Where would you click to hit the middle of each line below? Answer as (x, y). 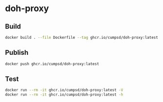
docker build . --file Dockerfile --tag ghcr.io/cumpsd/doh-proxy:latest (82, 37)
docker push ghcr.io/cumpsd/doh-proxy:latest (52, 64)
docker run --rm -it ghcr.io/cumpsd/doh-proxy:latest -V (64, 90)
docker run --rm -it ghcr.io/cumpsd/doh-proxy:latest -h (64, 95)
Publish (17, 53)
